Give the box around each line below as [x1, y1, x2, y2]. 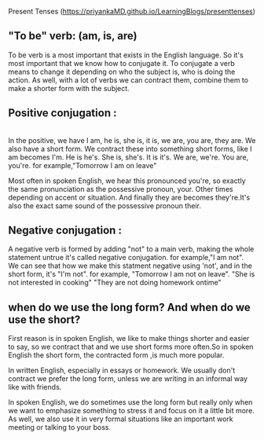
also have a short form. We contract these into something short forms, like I [8, 144, 252, 153]
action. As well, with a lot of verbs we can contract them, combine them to [8, 75, 249, 85]
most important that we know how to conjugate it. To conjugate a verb [8, 58, 236, 68]
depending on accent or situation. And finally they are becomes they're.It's [8, 192, 251, 202]
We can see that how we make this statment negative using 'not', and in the [8, 261, 253, 270]
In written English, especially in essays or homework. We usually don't [8, 365, 236, 376]
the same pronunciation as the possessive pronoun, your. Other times [8, 184, 233, 193]
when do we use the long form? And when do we [8, 300, 251, 313]
